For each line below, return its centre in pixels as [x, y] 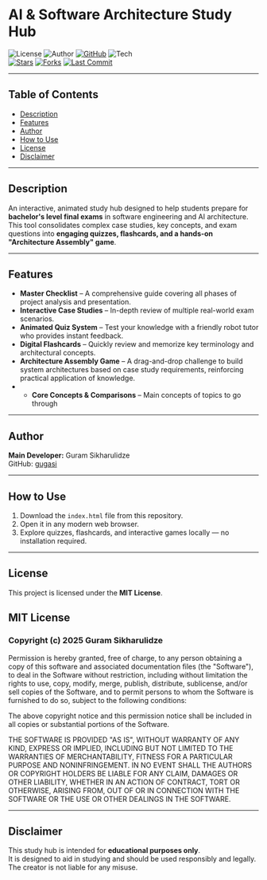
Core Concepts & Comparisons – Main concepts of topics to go [136, 395]
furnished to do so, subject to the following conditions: [97, 700]
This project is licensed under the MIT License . [85, 592]
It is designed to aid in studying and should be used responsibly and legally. [132, 859]
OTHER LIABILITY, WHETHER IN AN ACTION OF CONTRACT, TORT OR [124, 782]
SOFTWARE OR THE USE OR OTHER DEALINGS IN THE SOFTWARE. [120, 799]
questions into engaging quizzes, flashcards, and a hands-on [110, 234]
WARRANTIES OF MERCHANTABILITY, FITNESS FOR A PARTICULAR [120, 756]
